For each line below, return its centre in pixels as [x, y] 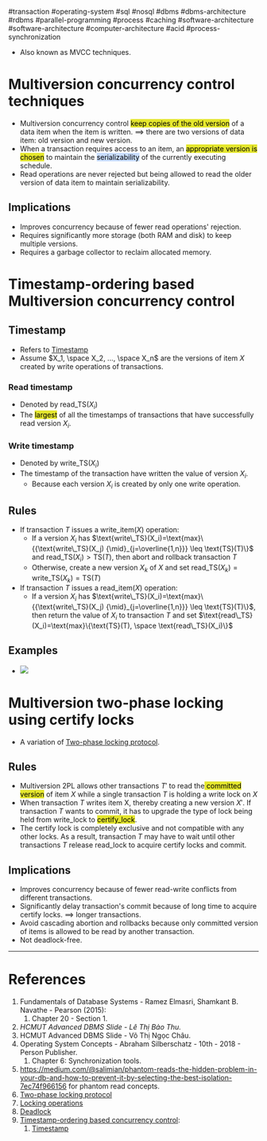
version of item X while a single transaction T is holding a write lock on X [139, 794]
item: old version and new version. [76, 140]
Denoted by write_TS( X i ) [60, 463]
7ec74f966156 [43, 1086]
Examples [33, 650]
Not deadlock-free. [51, 940]
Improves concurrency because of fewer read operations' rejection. [130, 227]
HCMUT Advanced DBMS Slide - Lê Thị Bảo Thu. [100, 1027]
